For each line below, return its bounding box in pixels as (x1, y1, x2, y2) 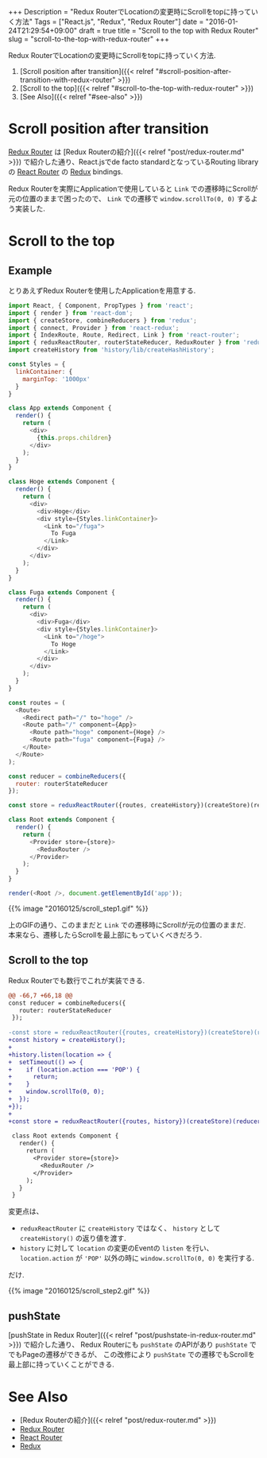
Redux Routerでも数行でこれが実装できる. (8, 975, 145, 985)
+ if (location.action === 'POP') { (8, 1065, 141, 1074)
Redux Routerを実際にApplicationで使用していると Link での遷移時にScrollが (8, 184, 258, 193)
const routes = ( (8, 698, 66, 706)
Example (8, 263, 52, 277)
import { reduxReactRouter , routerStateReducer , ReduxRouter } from (8, 339, 240, 347)
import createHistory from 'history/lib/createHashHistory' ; (8, 346, 215, 354)
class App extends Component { (8, 404, 112, 412)
